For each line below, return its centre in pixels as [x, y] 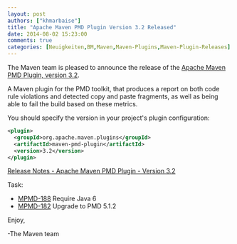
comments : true [30, 41]
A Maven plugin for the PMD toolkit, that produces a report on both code [114, 89]
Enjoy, [16, 220]
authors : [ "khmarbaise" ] [44, 21]
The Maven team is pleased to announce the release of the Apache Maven [117, 67]
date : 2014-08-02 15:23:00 [47, 34]
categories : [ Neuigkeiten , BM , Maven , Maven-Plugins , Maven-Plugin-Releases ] [119, 47]
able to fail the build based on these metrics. [73, 104]
